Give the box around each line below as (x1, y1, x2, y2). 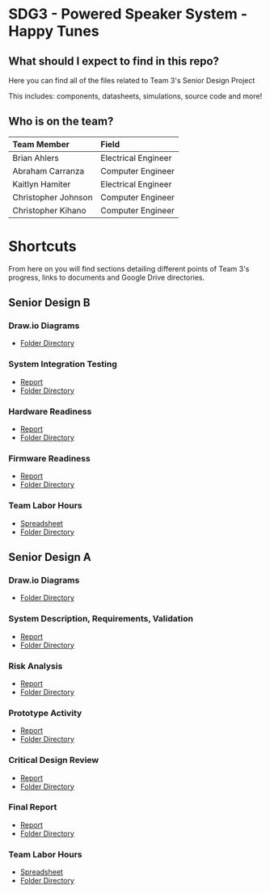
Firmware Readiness (8, 453, 91, 464)
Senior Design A (8, 550, 91, 564)
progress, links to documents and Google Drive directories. (8, 272, 205, 282)
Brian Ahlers (12, 152, 59, 163)
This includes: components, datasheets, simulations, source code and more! (8, 91, 263, 101)
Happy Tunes (8, 22, 99, 40)
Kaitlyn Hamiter (12, 179, 71, 190)
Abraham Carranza (12, 165, 85, 176)
